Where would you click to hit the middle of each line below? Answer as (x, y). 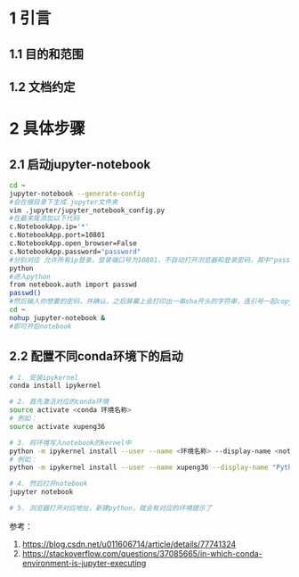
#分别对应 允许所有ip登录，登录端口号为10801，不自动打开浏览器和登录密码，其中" (141, 260)
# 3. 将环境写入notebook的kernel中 (70, 442)
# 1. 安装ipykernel (44, 377)
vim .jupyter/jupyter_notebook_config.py (87, 210)
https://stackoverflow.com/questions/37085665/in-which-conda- (142, 553)
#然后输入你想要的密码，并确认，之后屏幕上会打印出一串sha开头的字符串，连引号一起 (143, 301)
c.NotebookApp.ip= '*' (49, 227)
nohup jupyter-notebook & (57, 317)
